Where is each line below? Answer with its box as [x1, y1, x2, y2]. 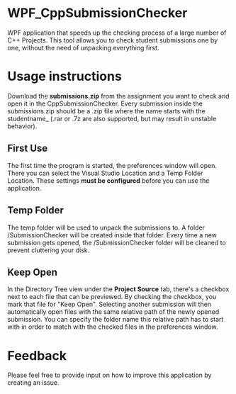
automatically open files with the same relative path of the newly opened [7, 308, 220, 316]
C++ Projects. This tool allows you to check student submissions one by [7, 35, 218, 44]
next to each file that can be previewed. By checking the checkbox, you [7, 293, 217, 301]
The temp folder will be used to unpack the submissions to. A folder [7, 223, 206, 232]
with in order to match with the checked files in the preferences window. [7, 322, 218, 331]
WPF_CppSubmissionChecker [7, 5, 188, 21]
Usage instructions [7, 69, 122, 84]
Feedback [7, 347, 67, 364]
